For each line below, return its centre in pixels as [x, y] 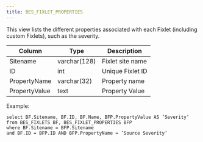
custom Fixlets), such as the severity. [53, 36]
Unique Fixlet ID [124, 71]
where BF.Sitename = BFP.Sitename [50, 128]
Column [30, 51]
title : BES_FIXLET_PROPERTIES [45, 12]
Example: [18, 106]
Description [125, 51]
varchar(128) [77, 61]
